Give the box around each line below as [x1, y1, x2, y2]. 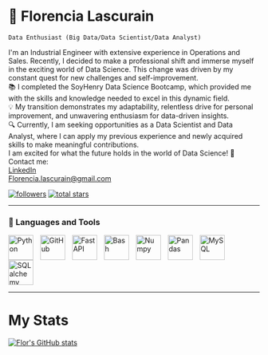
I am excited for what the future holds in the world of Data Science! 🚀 [8, 148, 235, 158]
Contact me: [8, 156, 49, 166]
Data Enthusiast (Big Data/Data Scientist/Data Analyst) [8, 34, 202, 41]
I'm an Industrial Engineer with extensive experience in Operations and [8, 47, 241, 57]
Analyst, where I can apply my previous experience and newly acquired [8, 131, 243, 140]
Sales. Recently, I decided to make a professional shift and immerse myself [8, 56, 254, 65]
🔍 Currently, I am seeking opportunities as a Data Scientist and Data [8, 120, 234, 129]
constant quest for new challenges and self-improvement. [8, 73, 199, 82]
